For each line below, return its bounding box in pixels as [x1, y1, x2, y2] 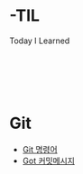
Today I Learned [9, 35, 70, 46]
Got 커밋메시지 [22, 155, 75, 166]
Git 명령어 [22, 143, 58, 154]
